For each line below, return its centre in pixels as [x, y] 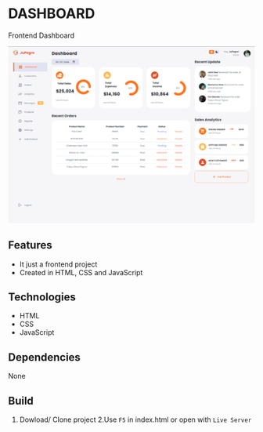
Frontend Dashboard [41, 35]
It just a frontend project [58, 264]
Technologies [42, 297]
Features [30, 245]
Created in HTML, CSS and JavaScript [81, 272]
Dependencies [44, 357]
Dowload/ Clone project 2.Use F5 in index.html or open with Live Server [135, 419]
